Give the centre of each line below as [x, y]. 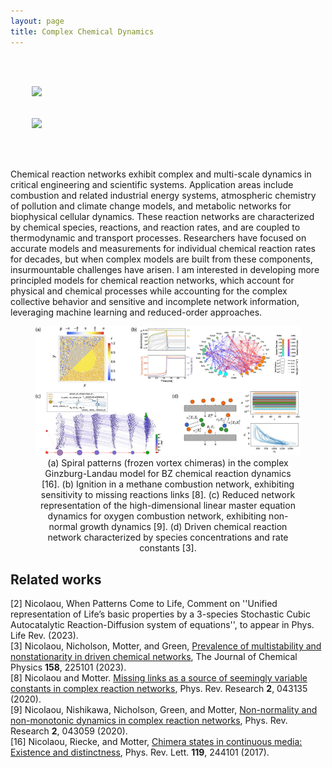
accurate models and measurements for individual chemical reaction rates [163, 248]
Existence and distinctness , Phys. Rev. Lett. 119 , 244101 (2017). [140, 752]
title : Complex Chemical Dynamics [82, 31]
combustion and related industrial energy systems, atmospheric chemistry [163, 195]
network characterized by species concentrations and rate [168, 537]
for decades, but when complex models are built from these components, [161, 259]
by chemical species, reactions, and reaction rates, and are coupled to [155, 227]
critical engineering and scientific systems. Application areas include [152, 184]
